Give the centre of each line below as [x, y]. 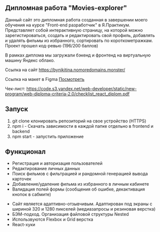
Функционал [26, 152]
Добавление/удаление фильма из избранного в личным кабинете [80, 184]
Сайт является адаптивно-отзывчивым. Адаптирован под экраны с [82, 204]
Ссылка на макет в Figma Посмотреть [45, 79]
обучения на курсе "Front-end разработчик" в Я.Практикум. [68, 25]
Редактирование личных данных [46, 169]
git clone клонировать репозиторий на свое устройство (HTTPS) [79, 121]
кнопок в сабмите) [31, 194]
